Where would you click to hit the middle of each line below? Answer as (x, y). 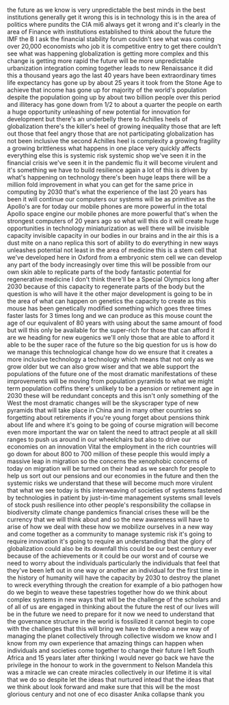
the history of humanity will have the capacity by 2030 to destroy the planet (114, 578)
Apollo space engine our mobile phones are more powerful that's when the (112, 214)
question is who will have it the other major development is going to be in (110, 294)
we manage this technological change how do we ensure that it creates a (110, 352)
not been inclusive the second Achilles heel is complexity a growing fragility (114, 141)
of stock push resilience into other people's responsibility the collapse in (109, 505)
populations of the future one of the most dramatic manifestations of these (112, 374)
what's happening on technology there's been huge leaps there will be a (109, 177)
